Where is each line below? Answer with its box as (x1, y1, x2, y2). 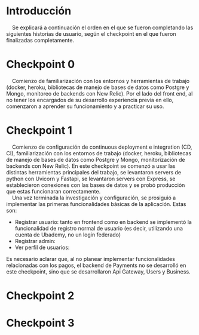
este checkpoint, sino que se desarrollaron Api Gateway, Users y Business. (6, 268, 191, 275)
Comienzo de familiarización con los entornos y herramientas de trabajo (11, 77, 190, 84)
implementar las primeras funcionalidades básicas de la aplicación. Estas (6, 200, 186, 207)
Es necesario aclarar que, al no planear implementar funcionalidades (6, 255, 175, 262)
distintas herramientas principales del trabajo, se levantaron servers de (6, 168, 181, 176)
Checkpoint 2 (6, 289, 75, 302)
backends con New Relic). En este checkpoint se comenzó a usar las (6, 162, 176, 170)
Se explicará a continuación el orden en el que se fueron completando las (11, 24, 194, 31)
